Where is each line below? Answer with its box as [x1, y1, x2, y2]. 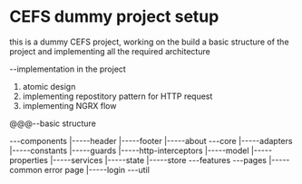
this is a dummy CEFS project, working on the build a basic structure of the [9, 36, 289, 47]
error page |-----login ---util [44, 164, 150, 175]
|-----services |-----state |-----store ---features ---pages [49, 154, 268, 165]
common [9, 164, 43, 175]
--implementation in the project [9, 63, 127, 74]
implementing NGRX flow [22, 100, 117, 111]
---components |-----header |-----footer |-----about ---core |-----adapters [9, 135, 293, 146]
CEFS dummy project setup [9, 6, 219, 27]
